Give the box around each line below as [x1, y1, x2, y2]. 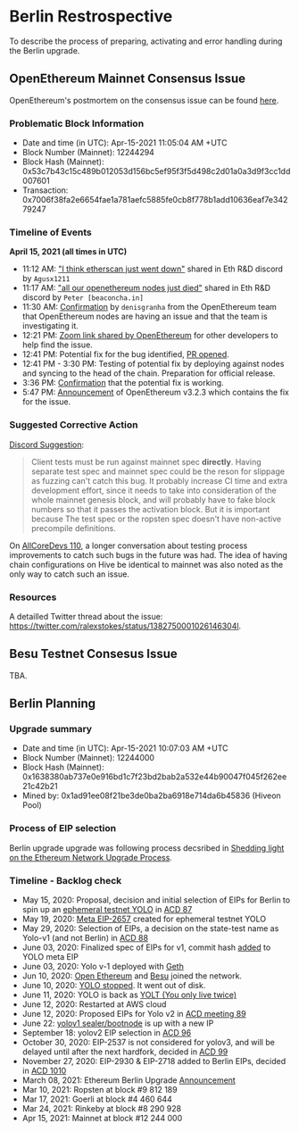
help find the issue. [21, 339, 94, 350]
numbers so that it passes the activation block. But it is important [30, 504, 270, 514]
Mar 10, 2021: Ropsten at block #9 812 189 [21, 1085, 178, 1095]
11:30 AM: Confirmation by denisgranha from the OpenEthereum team [21, 302, 277, 312]
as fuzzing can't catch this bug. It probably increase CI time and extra [30, 475, 288, 486]
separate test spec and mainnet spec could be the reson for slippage [30, 466, 286, 477]
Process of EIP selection [9, 822, 117, 835]
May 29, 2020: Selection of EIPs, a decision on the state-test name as [21, 923, 279, 934]
